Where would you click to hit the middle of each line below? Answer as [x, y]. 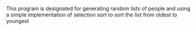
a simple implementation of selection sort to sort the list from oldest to [92, 15]
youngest [18, 21]
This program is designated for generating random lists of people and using [98, 9]
